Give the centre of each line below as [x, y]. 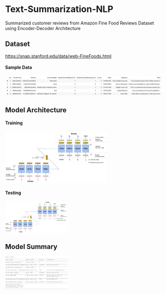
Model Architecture [36, 110]
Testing [13, 193]
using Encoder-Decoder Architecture [43, 28]
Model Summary [31, 247]
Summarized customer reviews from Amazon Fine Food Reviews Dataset [80, 23]
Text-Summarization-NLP [59, 9]
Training [14, 123]
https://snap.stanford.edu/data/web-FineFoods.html [58, 56]
